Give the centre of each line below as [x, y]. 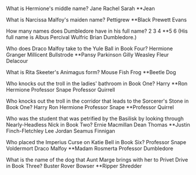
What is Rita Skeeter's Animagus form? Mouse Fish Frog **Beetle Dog [91, 72]
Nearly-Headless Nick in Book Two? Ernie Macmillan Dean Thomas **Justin [98, 125]
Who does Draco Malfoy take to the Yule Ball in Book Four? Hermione [90, 48]
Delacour [17, 61]
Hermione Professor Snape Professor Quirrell [61, 90]
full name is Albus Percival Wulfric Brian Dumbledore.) [71, 37]
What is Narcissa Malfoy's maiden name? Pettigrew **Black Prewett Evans [97, 20]
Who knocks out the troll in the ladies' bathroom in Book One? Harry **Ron [97, 83]
